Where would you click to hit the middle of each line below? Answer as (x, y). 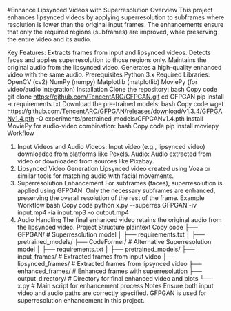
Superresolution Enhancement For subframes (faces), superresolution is (120, 183)
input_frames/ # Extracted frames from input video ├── (96, 257)
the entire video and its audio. (49, 39)
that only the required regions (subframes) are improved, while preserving (112, 32)
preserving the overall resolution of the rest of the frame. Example (111, 198)
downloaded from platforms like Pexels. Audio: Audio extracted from (114, 154)
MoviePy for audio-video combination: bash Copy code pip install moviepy (113, 126)
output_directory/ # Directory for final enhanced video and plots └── (115, 278)
